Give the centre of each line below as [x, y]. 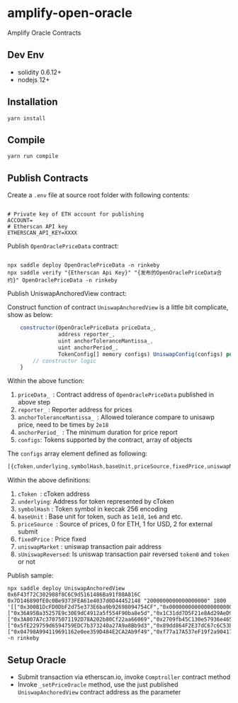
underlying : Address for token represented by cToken [96, 502]
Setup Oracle [37, 660]
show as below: [30, 315]
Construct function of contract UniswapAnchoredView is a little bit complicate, [118, 307]
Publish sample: [30, 575]
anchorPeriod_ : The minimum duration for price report [98, 432]
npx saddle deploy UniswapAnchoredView [66, 589]
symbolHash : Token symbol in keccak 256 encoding [92, 509]
